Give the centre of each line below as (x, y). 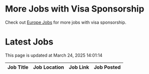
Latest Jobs (29, 42)
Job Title (18, 67)
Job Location (49, 67)
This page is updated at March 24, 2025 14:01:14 (54, 55)
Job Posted (107, 67)
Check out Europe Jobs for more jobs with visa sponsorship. (66, 22)
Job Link (79, 67)
